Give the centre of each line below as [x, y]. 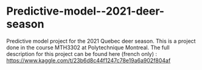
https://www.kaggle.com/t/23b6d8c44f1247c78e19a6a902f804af [89, 60]
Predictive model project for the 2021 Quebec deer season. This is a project [101, 41]
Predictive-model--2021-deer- [85, 11]
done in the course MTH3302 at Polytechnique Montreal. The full [88, 47]
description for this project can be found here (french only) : [82, 54]
